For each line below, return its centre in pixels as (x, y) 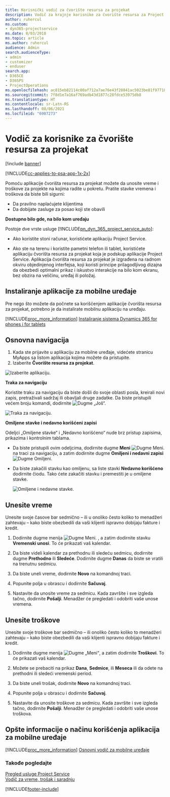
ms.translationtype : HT (30, 99)
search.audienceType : (28, 52)
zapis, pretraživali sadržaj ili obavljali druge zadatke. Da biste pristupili (78, 398)
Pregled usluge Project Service (37, 774)
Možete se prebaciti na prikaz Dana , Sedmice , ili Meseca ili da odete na (88, 668)
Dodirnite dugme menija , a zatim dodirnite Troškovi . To (88, 653)
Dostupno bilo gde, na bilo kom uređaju (47, 219)
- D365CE (14, 76)
